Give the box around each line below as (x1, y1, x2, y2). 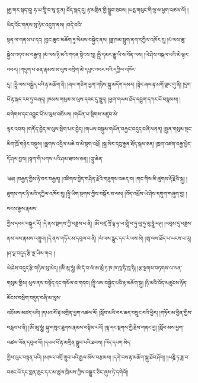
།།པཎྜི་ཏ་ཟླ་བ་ (166, 354, 190, 360)
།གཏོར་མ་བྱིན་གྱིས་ (159, 309, 193, 316)
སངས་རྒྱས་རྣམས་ (7, 205, 38, 212)
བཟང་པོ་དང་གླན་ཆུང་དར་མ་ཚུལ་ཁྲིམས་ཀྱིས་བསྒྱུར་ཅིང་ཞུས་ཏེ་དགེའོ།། (7, 369, 129, 375)
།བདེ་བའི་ (65, 21, 82, 28)
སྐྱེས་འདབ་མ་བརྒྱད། (7, 51, 42, 58)
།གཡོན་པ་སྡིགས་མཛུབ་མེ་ (72, 111, 119, 117)
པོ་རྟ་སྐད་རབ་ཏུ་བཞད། (7, 96, 46, 102)
